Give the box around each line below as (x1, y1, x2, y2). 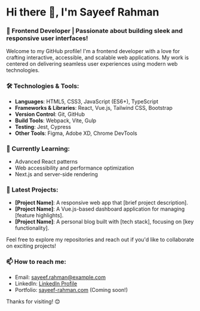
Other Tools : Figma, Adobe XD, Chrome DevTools (14, 130, 137, 137)
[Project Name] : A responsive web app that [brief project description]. (14, 199, 188, 207)
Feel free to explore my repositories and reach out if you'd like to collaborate (6, 236, 194, 244)
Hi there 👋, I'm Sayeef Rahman (6, 5, 159, 19)
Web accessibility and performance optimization (14, 164, 134, 172)
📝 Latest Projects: (6, 186, 59, 193)
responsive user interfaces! (6, 34, 88, 42)
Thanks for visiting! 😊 (6, 298, 61, 305)
